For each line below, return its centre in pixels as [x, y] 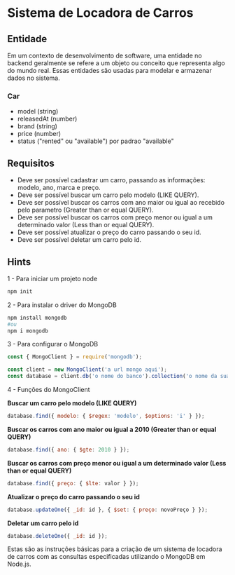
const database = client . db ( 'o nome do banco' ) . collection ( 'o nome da [112, 377]
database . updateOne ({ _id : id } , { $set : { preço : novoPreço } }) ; [108, 510]
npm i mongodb [28, 331]
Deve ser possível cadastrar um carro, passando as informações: [111, 180]
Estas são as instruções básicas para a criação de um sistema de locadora [115, 549]
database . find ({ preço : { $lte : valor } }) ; [73, 483]
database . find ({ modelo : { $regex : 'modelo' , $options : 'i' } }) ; [106, 416]
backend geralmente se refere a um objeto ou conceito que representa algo [116, 63]
